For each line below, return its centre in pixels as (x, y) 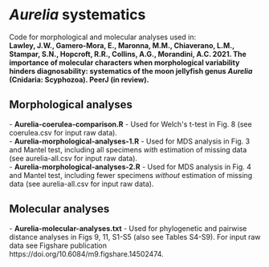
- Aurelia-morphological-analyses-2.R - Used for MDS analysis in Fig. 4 (130, 167)
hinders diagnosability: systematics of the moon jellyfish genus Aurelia (131, 71)
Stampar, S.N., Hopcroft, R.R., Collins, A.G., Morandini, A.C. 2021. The (128, 54)
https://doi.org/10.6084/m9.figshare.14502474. (86, 253)
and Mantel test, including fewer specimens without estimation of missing (131, 175)
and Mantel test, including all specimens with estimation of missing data (128, 149)
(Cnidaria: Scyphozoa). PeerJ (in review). (79, 79)
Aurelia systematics (77, 15)
